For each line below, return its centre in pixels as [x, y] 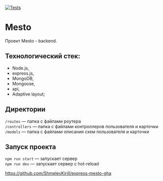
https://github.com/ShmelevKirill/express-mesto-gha [58, 173]
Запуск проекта [31, 147]
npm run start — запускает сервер [41, 158]
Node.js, [20, 68]
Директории [25, 109]
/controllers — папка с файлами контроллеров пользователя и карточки [82, 126]
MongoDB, [23, 78]
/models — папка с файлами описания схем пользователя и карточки [77, 132]
